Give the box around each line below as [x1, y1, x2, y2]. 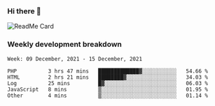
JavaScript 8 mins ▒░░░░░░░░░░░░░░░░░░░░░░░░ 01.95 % [7, 86, 209, 93]
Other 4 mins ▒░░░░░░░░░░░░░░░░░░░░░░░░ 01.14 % [7, 92, 209, 99]
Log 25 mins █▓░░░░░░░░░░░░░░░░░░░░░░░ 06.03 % [7, 79, 209, 86]
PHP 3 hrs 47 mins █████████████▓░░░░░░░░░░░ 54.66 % [7, 68, 209, 75]
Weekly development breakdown [7, 40, 123, 50]
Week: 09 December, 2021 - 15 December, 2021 [7, 55, 142, 62]
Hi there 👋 [7, 6, 42, 16]
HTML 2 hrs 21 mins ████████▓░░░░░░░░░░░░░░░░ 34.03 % [7, 73, 209, 81]
